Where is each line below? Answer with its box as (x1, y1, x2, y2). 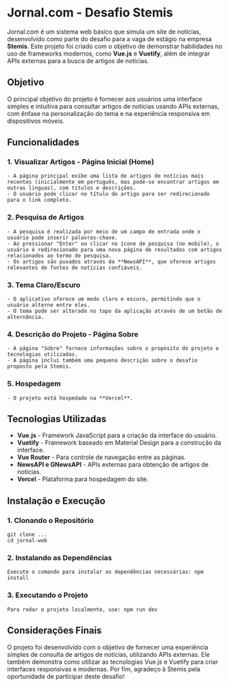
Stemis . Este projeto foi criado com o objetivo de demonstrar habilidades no (7, 42, 223, 50)
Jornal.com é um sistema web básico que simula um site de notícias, (7, 27, 202, 36)
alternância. (7, 314, 45, 321)
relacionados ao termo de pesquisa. (7, 252, 112, 259)
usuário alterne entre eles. (7, 302, 91, 309)
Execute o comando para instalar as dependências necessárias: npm (7, 568, 204, 576)
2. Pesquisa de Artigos (7, 213, 84, 222)
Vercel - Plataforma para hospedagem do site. (16, 475, 149, 483)
